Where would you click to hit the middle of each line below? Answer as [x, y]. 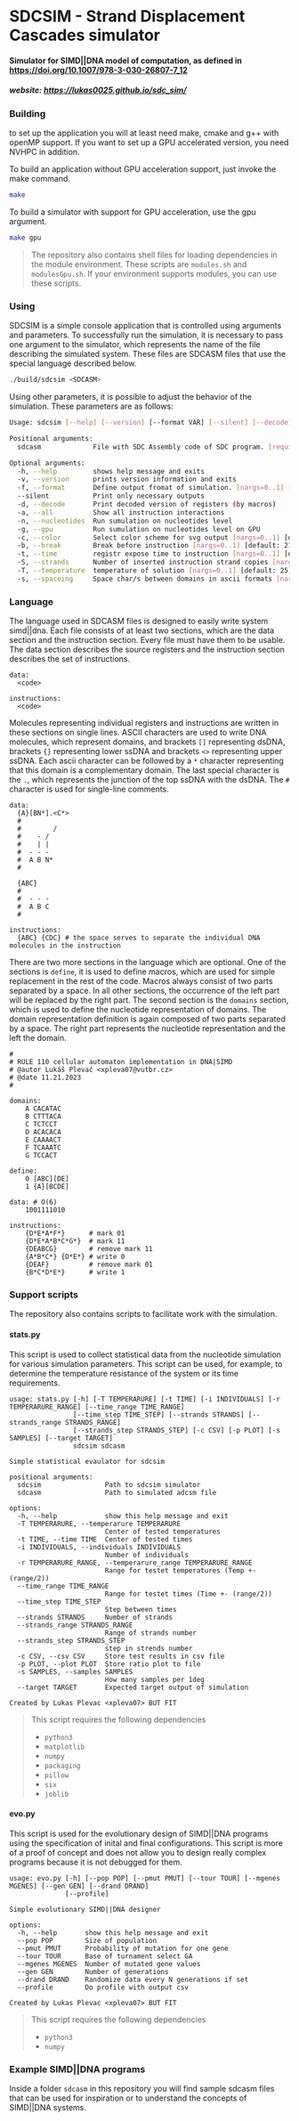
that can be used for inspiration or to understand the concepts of [128, 2098]
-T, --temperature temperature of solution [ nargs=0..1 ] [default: [147, 571]
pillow [57, 1775]
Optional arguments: [48, 463]
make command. [40, 179]
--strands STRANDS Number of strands [95, 1617]
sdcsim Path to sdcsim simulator [109, 1484]
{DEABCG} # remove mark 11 [89, 1249]
